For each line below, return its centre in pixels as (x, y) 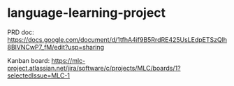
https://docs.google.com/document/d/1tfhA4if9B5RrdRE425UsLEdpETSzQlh (117, 39)
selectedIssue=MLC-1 (39, 76)
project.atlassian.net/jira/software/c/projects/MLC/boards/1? (94, 68)
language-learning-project (87, 13)
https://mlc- (68, 60)
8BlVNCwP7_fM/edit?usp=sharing (56, 47)
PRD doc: (21, 32)
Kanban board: (29, 60)
